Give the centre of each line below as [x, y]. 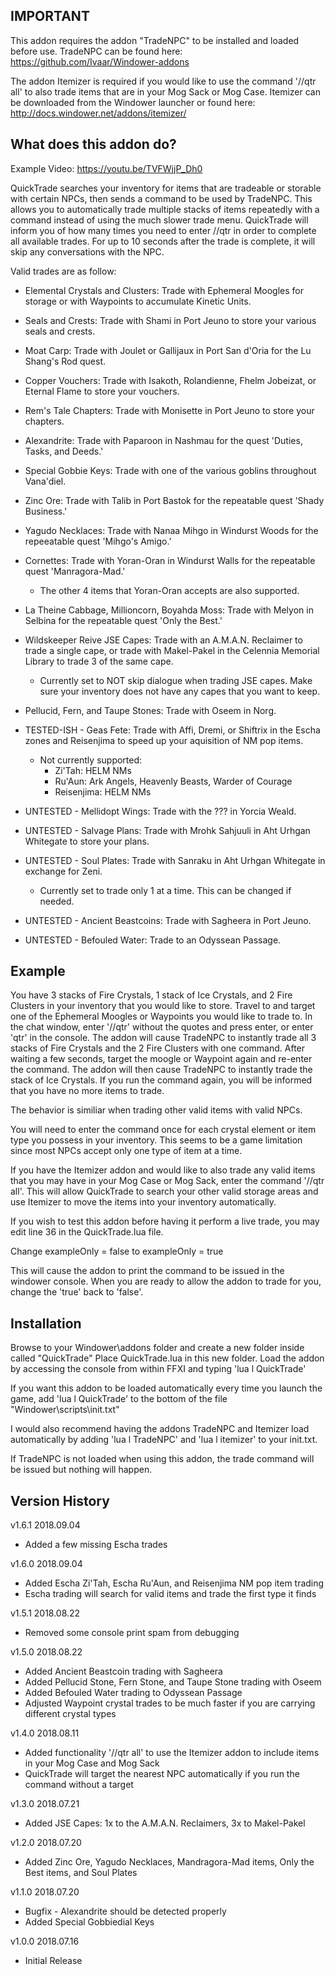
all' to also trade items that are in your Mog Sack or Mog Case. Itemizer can [166, 91]
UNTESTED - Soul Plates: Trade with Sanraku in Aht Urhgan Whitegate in [175, 860]
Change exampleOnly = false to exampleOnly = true [117, 1251]
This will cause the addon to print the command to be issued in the [147, 1271]
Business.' [46, 511]
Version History [60, 1500]
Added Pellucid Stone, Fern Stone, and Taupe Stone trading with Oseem [173, 1682]
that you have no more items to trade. [87, 1091]
